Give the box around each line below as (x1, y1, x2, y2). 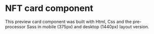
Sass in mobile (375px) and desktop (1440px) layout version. (26, 23, 150, 29)
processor (5, 23, 26, 29)
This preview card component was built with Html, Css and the (5, 19, 132, 24)
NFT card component (5, 3, 93, 14)
